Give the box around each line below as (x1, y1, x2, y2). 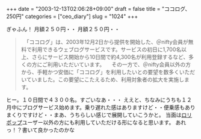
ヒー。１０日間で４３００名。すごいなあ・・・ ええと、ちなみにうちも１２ (6, 96, 193, 103)
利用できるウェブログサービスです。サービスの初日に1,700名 (31, 46, 182, 53)
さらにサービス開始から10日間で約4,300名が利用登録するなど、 (31, 54, 189, 60)
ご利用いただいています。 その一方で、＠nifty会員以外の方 (42, 61, 191, 68)
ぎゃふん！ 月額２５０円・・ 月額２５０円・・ (6, 26, 120, 32)
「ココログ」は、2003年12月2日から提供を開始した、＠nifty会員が (26, 39, 188, 45)
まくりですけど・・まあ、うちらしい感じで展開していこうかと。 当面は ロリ (6, 111, 193, 119)
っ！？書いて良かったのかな (6, 126, 75, 134)
